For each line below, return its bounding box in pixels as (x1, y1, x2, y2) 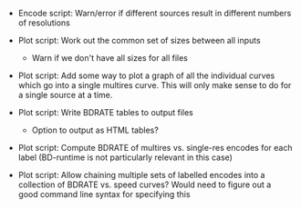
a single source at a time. (17, 90, 113, 100)
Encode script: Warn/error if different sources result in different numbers (17, 8, 292, 18)
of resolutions (17, 17, 70, 28)
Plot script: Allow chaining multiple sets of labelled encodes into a (17, 170, 265, 180)
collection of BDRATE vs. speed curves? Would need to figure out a (17, 179, 272, 190)
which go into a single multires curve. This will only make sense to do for (17, 80, 292, 90)
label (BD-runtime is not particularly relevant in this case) (17, 152, 233, 163)
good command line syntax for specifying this (17, 189, 191, 199)
